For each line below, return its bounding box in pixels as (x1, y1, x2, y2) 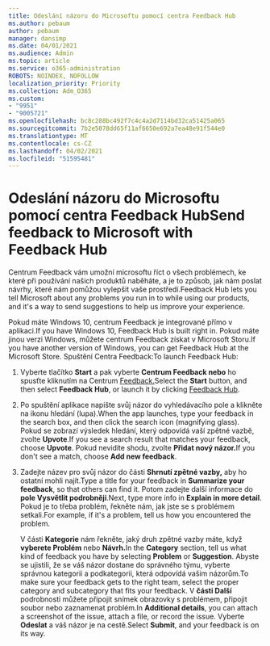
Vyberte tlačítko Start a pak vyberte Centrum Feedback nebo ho (19, 367, 236, 377)
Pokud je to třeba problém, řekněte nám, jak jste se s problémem (19, 501, 235, 511)
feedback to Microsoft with (8, 224, 193, 242)
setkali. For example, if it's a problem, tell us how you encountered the (19, 510, 251, 520)
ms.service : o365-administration (8, 65, 121, 73)
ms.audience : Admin (8, 49, 74, 57)
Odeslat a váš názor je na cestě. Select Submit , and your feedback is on (19, 620, 260, 630)
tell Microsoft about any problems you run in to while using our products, (8, 293, 250, 303)
